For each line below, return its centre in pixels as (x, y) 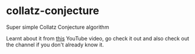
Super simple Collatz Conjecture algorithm (58, 27)
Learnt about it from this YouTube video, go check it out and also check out (97, 38)
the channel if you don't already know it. (55, 45)
